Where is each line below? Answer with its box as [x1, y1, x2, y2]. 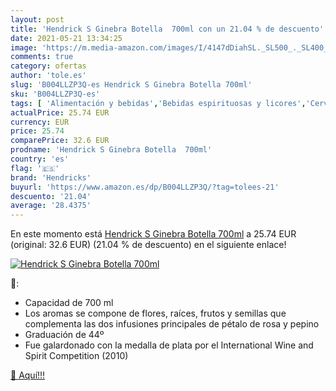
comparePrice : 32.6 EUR [10, 136, 110, 146]
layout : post [10, 14, 65, 25]
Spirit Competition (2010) [24, 350, 129, 362]
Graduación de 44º [24, 329, 105, 341]
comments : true [10, 52, 74, 62]
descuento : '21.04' [10, 191, 92, 201]
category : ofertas [10, 61, 87, 71]
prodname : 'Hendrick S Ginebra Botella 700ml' [10, 145, 213, 155]
